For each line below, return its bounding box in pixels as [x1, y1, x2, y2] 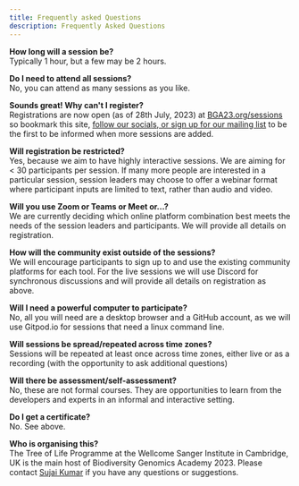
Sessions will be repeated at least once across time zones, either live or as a [9, 348, 290, 359]
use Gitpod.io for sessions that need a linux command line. [9, 321, 225, 332]
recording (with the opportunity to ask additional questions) [9, 357, 228, 368]
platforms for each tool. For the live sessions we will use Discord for [9, 266, 259, 277]
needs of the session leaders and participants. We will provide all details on [9, 220, 287, 231]
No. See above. [9, 421, 66, 431]
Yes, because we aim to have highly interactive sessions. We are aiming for [9, 155, 286, 166]
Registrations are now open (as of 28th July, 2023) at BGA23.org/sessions [9, 109, 283, 120]
